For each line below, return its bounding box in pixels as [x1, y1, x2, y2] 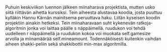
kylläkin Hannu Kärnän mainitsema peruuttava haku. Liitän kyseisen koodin [5, 15, 160, 20]
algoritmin [5, 25, 26, 31]
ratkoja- [136, 20, 153, 26]
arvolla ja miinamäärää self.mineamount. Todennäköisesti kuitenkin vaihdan [5, 36, 161, 42]
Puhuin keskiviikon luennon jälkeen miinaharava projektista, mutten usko [5, 4, 155, 10]
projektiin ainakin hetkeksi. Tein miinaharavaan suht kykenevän [5, 20, 136, 26]
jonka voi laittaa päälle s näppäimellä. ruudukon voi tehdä [27, 25, 146, 31]
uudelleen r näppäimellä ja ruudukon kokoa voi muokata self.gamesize [5, 31, 151, 36]
